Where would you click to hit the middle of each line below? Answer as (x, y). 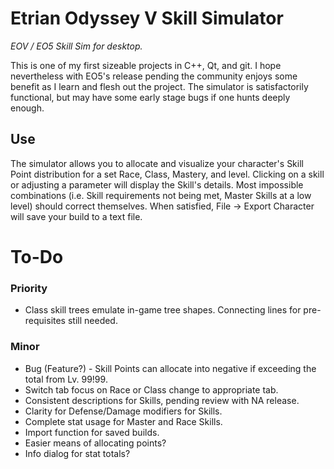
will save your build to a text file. (76, 216)
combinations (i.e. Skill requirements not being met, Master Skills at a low (161, 195)
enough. (27, 108)
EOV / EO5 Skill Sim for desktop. (76, 46)
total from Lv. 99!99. (66, 379)
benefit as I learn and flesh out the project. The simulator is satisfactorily (159, 86)
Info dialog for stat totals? (77, 453)
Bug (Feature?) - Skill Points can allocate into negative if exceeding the (170, 368)
